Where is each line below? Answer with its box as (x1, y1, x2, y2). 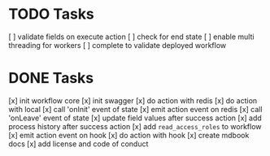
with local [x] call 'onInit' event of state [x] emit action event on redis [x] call (8, 104, 263, 114)
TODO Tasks (8, 5, 95, 24)
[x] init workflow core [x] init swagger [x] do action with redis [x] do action (8, 95, 258, 106)
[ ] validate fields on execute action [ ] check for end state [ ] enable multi (8, 32, 255, 41)
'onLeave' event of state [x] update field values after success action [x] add (8, 113, 262, 123)
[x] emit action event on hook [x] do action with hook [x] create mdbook (8, 130, 250, 140)
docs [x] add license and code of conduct (8, 139, 149, 149)
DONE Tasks (8, 69, 94, 88)
